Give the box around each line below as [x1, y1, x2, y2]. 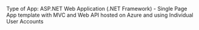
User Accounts [6, 18, 44, 25]
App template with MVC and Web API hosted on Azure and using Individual [6, 11, 194, 19]
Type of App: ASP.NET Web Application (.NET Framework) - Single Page [6, 5, 187, 12]
